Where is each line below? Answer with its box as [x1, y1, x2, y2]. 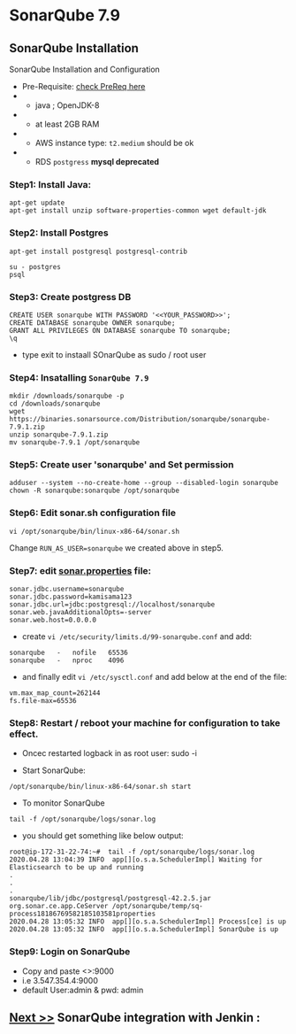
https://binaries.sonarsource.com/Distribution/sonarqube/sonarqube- [9, 415, 271, 424]
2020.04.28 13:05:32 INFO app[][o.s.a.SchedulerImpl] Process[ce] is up [9, 917, 287, 926]
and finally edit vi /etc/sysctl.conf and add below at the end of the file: [21, 672, 287, 683]
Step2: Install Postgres [9, 227, 109, 239]
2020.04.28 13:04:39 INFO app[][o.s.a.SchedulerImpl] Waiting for [9, 855, 263, 864]
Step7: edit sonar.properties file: [9, 564, 152, 576]
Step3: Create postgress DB [9, 290, 132, 303]
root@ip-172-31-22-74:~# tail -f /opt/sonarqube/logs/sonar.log [9, 847, 254, 857]
